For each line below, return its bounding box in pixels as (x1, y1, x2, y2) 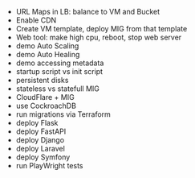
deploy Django (15, 135, 65, 144)
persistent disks (15, 76, 69, 85)
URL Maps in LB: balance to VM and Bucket (15, 7, 160, 16)
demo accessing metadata (15, 58, 104, 68)
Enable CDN (15, 15, 57, 25)
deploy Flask (15, 118, 59, 127)
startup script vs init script (15, 67, 103, 76)
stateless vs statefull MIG (15, 84, 100, 93)
